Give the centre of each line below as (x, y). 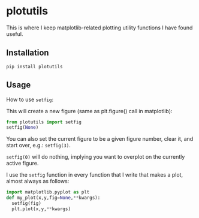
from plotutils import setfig (44, 122)
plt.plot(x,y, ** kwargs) (41, 209)
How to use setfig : (30, 99)
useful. (15, 34)
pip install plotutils (34, 66)
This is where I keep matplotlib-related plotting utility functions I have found (99, 28)
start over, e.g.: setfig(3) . (38, 146)
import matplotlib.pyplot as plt (48, 192)
